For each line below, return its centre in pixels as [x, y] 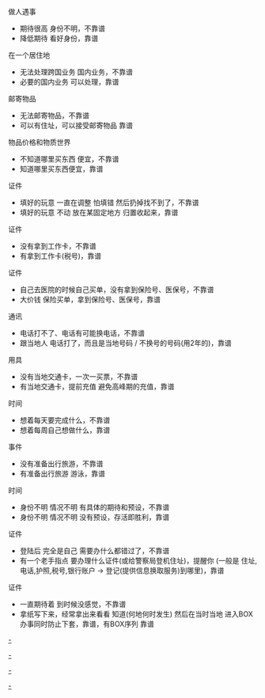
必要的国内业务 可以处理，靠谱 [69, 82]
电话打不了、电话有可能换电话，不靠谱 [82, 333]
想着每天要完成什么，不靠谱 [65, 420]
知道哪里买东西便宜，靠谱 [61, 169]
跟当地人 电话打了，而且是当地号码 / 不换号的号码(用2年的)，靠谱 [125, 343]
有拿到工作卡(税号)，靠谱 [61, 256]
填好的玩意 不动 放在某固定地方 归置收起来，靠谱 [99, 212]
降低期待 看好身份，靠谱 [59, 38]
